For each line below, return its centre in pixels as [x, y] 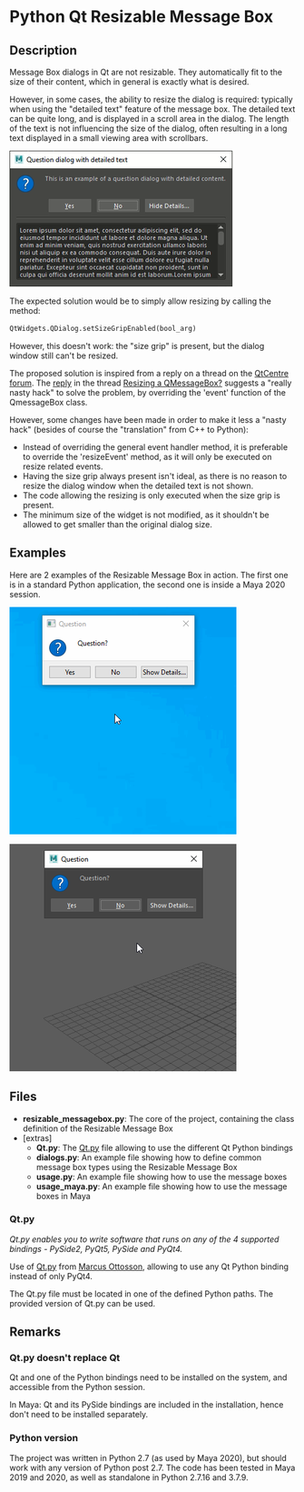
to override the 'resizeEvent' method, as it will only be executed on [147, 456]
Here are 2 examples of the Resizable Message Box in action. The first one [149, 575]
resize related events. [63, 466]
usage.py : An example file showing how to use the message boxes [162, 1177]
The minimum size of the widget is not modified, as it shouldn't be [146, 515]
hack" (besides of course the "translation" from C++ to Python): [129, 429]
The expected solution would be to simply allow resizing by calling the [141, 301]
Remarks [35, 1332]
